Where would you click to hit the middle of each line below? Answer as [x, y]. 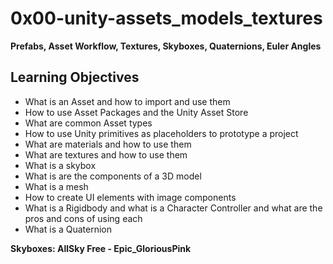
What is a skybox [60, 165]
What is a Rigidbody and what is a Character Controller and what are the [173, 208]
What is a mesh [56, 186]
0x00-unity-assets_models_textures [166, 18]
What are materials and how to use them [108, 144]
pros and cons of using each [83, 218]
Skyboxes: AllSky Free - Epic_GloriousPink [101, 248]
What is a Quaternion [68, 229]
